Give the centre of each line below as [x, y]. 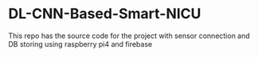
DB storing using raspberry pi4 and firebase [80, 44]
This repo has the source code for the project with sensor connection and [129, 36]
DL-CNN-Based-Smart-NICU [105, 14]
